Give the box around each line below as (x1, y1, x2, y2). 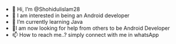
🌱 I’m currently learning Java (11, 18, 83, 25)
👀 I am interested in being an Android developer (11, 12, 130, 19)
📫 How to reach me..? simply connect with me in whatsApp (11, 32, 159, 38)
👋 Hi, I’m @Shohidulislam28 (11, 6, 80, 12)
